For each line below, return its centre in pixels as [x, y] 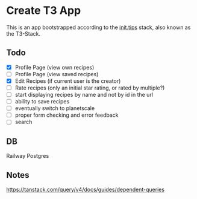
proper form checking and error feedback [67, 115]
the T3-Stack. [23, 33]
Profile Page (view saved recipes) [57, 74]
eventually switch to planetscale [55, 108]
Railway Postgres [28, 156]
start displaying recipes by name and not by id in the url [84, 95]
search [23, 122]
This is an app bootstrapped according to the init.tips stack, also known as [98, 27]
